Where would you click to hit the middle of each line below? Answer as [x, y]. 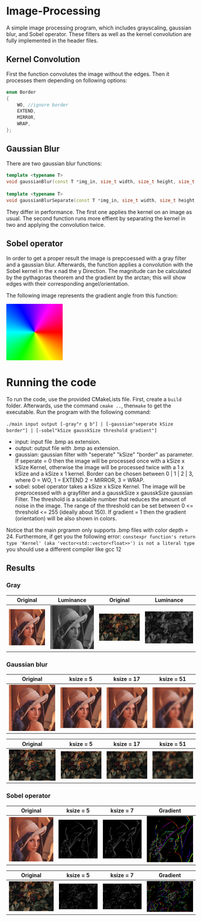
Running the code [51, 383]
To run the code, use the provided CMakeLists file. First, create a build [94, 399]
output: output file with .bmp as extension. [67, 448]
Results [21, 568]
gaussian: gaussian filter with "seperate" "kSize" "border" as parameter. [104, 454]
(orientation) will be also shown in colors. [66, 518]
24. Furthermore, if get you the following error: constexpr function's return [101, 536]
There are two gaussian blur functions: [54, 163]
